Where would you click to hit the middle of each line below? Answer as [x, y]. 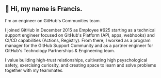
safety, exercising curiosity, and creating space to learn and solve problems [80, 65]
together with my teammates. [34, 70]
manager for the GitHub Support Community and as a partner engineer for [79, 45]
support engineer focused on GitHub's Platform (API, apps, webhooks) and [80, 35]
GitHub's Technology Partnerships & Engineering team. [60, 50]
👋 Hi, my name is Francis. [44, 9]
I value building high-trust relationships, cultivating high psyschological [76, 60]
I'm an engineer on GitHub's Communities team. [53, 20]
